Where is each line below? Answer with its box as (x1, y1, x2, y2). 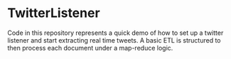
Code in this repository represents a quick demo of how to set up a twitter (7, 28, 224, 37)
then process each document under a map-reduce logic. (7, 43, 173, 52)
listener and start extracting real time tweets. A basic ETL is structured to (7, 36, 222, 44)
